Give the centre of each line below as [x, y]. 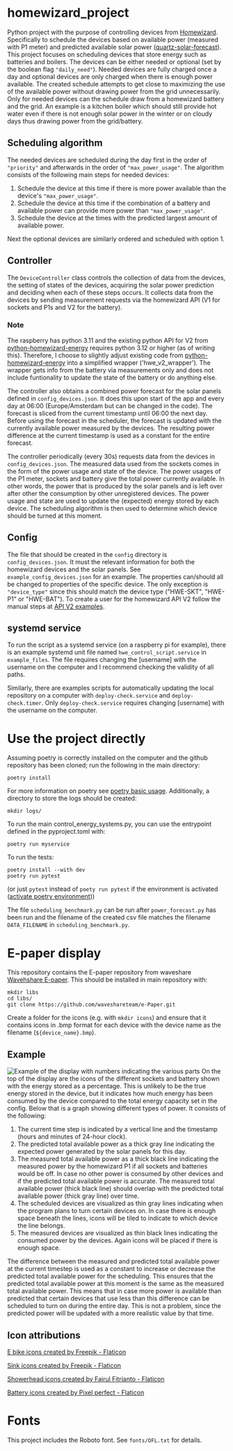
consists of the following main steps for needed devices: [88, 174]
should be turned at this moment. [55, 516]
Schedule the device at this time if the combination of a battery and [114, 203]
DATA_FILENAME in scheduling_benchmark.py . [69, 925]
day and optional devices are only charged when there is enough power [110, 76]
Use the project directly [77, 738]
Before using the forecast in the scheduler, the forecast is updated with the [114, 421]
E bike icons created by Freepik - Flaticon [67, 1352]
